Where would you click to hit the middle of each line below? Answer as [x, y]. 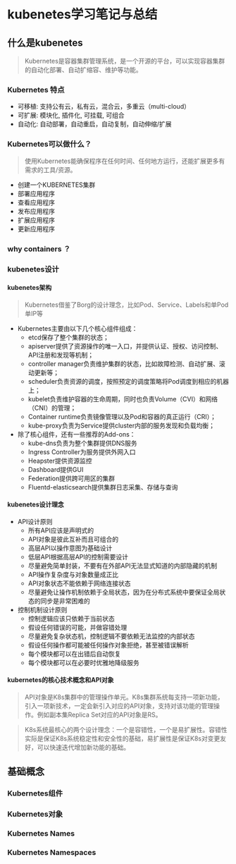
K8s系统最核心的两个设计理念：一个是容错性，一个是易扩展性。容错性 [126, 730]
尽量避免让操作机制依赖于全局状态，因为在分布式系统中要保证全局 [124, 592]
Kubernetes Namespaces [52, 853]
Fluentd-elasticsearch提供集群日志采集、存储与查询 [103, 487]
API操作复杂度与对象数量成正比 [73, 574]
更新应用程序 [36, 229]
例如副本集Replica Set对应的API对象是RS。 [99, 715]
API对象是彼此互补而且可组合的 [73, 539]
